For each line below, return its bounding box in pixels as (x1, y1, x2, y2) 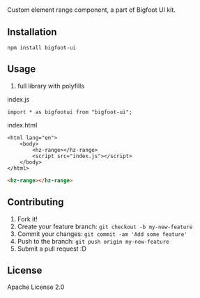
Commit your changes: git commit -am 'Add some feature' (17, 229, 188, 238)
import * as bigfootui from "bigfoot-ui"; (7, 109, 132, 116)
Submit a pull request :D (17, 244, 87, 253)
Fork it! (17, 214, 38, 223)
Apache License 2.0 (7, 283, 65, 291)
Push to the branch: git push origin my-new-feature (17, 237, 169, 245)
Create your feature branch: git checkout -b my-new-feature (17, 222, 193, 230)
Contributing (7, 196, 64, 208)
